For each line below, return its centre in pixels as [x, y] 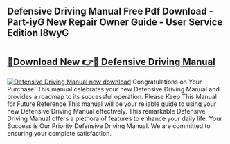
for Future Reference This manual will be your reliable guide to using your [112, 104]
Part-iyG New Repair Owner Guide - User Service [115, 22]
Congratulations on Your [167, 82]
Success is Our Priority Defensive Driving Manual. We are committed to [109, 126]
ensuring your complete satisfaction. [60, 133]
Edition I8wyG [38, 33]
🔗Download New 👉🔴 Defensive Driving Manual [112, 62]
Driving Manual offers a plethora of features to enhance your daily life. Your [115, 118]
